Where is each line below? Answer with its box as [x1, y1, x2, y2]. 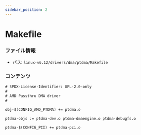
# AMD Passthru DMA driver [5, 93, 61, 99]
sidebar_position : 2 [5, 7, 48, 12]
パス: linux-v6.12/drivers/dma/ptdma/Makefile [12, 59, 108, 65]
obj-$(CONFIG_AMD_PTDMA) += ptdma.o [5, 107, 81, 112]
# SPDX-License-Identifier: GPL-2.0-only [5, 85, 92, 90]
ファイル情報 [5, 47, 36, 54]
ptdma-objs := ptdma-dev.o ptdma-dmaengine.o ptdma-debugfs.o [5, 116, 136, 121]
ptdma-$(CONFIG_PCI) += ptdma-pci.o [5, 125, 81, 130]
